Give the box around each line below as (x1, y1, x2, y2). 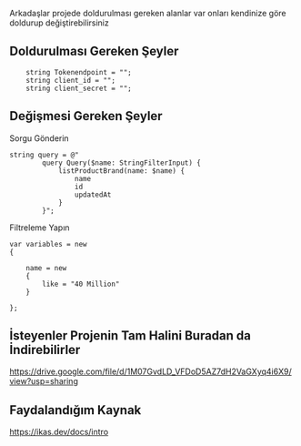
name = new (25, 263, 67, 272)
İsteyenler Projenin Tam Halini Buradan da (9, 328, 252, 344)
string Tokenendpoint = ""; (25, 67, 132, 76)
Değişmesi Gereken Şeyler (9, 108, 163, 124)
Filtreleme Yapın (9, 222, 70, 233)
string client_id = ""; (25, 76, 116, 85)
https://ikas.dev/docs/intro (9, 427, 109, 438)
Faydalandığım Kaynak (9, 402, 142, 418)
